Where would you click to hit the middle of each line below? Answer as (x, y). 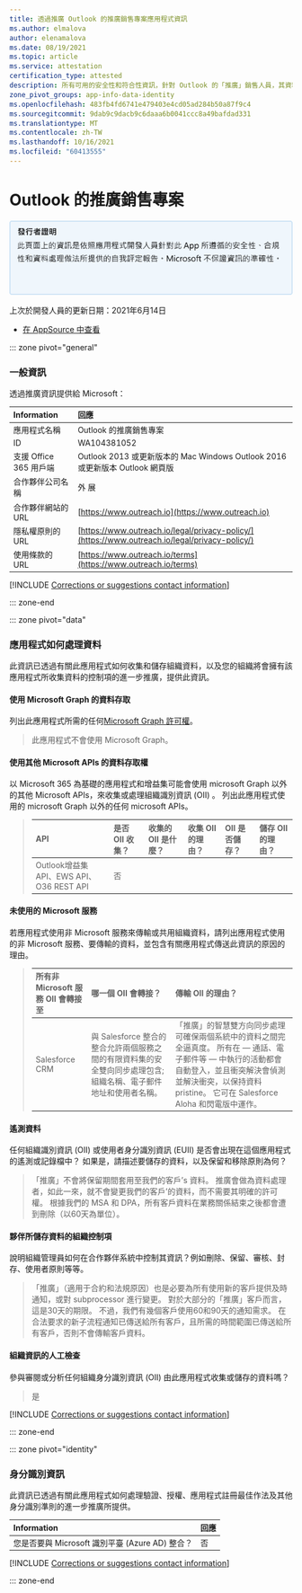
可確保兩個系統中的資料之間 (226, 1036)
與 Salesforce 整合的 (129, 1036)
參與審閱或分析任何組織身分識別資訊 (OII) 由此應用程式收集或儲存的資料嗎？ (150, 1377)
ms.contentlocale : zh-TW (56, 133)
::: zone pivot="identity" (53, 1449)
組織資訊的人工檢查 (45, 1356)
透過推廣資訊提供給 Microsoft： (67, 393)
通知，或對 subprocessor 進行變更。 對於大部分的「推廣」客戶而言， (159, 1299)
